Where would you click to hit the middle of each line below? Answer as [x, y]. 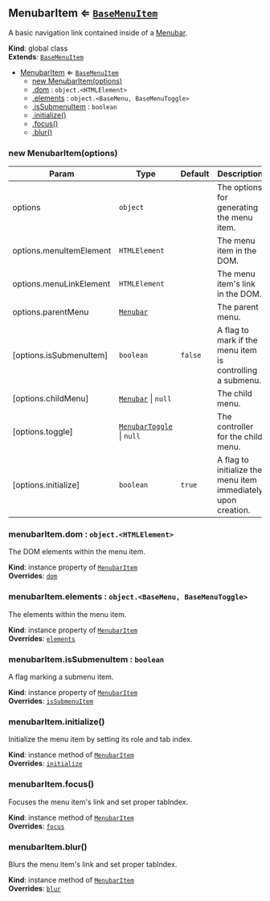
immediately [240, 490]
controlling [237, 371]
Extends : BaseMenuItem [46, 56]
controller [235, 427]
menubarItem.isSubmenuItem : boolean [86, 659]
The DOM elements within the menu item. [77, 552]
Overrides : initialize [45, 763]
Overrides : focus [37, 826]
